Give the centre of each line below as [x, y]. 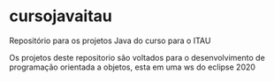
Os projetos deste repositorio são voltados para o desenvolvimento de [137, 57]
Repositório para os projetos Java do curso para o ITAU [110, 40]
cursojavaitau [61, 16]
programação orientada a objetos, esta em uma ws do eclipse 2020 [133, 67]
